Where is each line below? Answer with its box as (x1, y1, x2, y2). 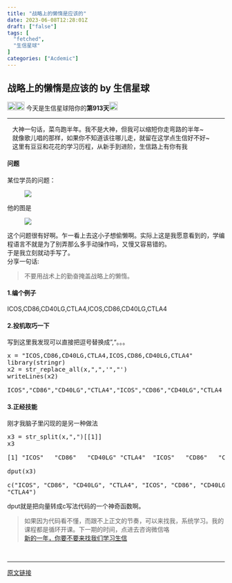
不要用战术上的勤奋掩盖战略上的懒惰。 (23, 271, 133, 280)
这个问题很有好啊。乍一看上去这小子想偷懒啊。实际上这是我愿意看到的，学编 (7, 231, 225, 239)
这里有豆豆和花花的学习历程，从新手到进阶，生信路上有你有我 (12, 142, 188, 151)
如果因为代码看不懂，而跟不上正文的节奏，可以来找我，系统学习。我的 (23, 517, 224, 525)
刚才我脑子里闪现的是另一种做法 (7, 419, 98, 428)
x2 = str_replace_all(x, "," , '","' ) (7, 365, 128, 374)
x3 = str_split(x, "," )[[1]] (7, 433, 102, 441)
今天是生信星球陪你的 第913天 (26, 104, 110, 112)
